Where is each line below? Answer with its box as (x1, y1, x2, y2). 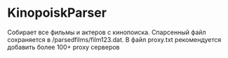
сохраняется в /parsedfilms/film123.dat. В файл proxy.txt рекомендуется (7, 35, 222, 43)
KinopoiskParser (7, 5, 107, 21)
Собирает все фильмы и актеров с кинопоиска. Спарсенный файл (7, 28, 206, 36)
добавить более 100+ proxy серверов (7, 43, 121, 51)
